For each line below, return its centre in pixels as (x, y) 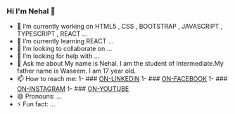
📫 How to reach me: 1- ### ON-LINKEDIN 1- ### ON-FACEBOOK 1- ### (122, 79)
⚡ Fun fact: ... (36, 104)
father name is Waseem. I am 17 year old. (76, 71)
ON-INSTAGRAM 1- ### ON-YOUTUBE (73, 89)
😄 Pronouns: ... (39, 97)
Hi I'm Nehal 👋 (31, 11)
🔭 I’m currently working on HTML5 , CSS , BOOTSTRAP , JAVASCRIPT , (120, 27)
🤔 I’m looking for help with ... (58, 56)
